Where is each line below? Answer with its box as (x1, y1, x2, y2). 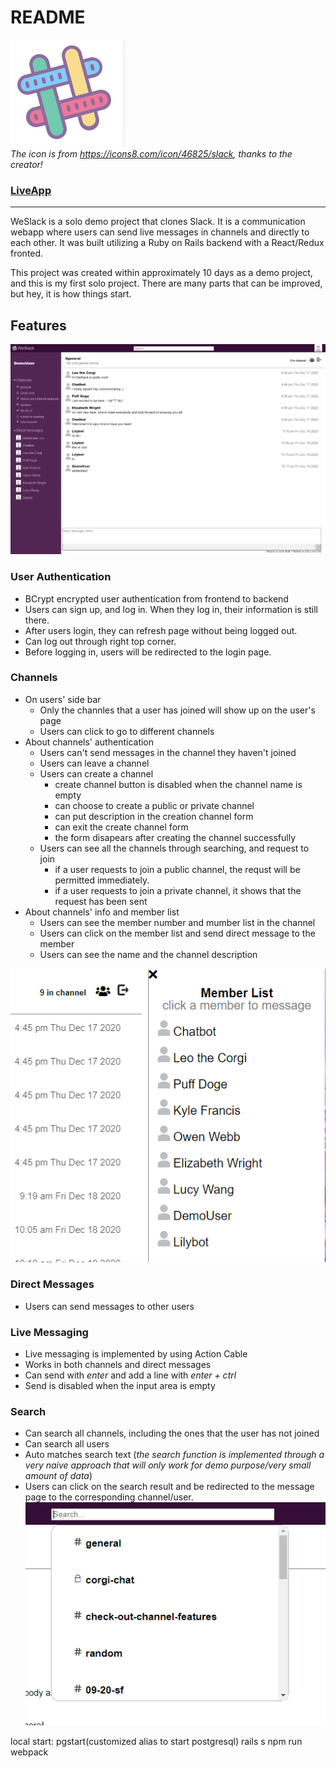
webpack (10, 1746, 49, 1758)
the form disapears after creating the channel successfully (54, 831, 297, 843)
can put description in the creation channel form (54, 810, 254, 822)
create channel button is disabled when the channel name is (54, 778, 303, 790)
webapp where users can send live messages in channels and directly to (10, 226, 310, 238)
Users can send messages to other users (24, 1300, 195, 1312)
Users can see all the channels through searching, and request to (39, 842, 310, 854)
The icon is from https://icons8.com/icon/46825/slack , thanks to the (10, 147, 293, 160)
